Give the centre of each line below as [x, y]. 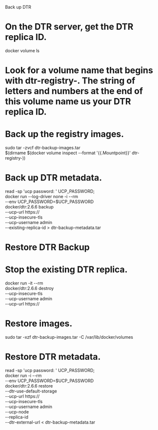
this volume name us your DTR [68, 102]
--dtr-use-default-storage [31, 391]
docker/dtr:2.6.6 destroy [30, 288]
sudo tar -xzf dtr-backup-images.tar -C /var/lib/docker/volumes [69, 337]
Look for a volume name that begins [79, 71]
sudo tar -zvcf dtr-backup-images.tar [43, 148]
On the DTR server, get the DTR [69, 27]
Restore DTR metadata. [53, 357]
